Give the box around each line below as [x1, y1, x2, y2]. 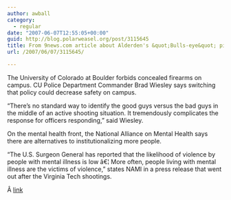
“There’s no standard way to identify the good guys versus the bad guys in [7, 101, 219, 110]
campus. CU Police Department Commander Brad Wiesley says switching [7, 81, 216, 89]
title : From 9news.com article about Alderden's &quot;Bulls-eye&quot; [7, 42, 217, 49]
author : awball [7, 10, 51, 17]
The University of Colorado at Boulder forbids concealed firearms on [7, 73, 202, 81]
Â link [7, 186, 23, 194]
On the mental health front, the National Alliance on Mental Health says [7, 129, 208, 138]
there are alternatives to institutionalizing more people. [7, 137, 162, 145]
